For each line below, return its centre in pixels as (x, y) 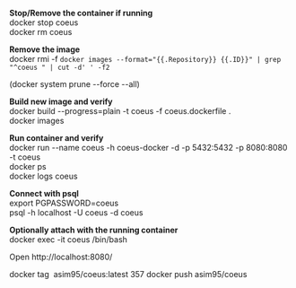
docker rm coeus (41, 32)
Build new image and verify (61, 101)
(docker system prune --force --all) (75, 84)
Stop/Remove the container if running (81, 13)
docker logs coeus (44, 176)
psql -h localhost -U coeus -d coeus (76, 213)
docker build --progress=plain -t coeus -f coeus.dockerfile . (120, 111)
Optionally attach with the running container (94, 230)
